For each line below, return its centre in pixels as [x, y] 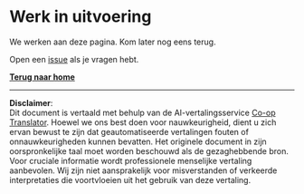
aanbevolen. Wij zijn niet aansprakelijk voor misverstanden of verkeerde [143, 170]
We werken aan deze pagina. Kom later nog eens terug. [113, 42]
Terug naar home [42, 77]
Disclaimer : [31, 102]
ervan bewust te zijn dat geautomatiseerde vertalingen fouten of [129, 131]
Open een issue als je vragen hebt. [74, 59]
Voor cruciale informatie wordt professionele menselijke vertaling [131, 160]
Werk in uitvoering [81, 17]
